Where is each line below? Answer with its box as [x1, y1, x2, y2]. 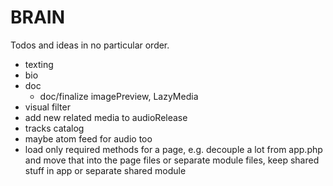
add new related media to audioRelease [24, 111, 188, 123]
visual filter [24, 101, 71, 113]
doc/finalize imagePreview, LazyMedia [39, 90, 199, 102]
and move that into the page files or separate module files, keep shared [24, 154, 320, 166]
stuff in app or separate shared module [24, 164, 187, 176]
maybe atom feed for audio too [24, 132, 153, 145]
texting [24, 58, 54, 70]
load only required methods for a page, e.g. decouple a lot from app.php [24, 143, 323, 155]
